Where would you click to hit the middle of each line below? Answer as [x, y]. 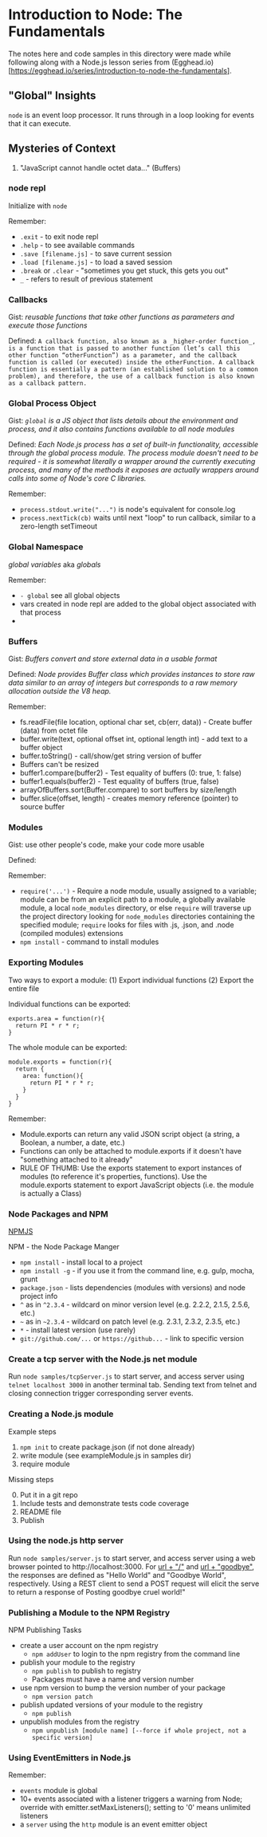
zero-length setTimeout [59, 526]
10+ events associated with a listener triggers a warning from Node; [131, 1799]
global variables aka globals [55, 564]
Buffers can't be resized [59, 765]
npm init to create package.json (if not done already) [107, 1447]
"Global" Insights [52, 96]
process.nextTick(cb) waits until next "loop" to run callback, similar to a [138, 518]
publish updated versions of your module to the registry [111, 1705]
